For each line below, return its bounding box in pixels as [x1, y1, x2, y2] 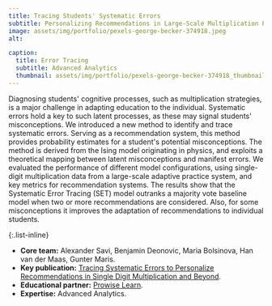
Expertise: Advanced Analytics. [19, 288, 127, 298]
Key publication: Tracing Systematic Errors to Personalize [19, 262, 215, 272]
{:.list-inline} [8, 230, 49, 240]
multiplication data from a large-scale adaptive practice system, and [24, 171, 253, 181]
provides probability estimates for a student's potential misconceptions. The [8, 137, 263, 147]
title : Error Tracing [15, 57, 89, 65]
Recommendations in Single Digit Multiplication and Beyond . [19, 271, 221, 281]
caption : [8, 49, 38, 57]
